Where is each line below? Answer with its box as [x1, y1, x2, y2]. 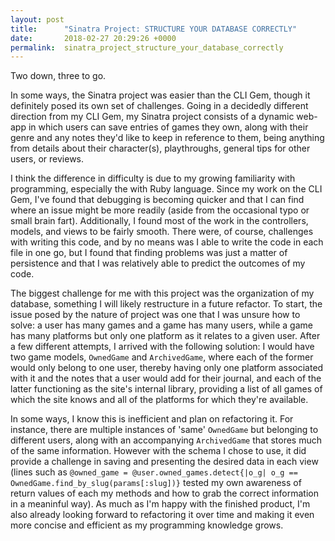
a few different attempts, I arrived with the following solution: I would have [10, 341, 315, 353]
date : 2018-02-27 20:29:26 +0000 [10, 33, 177, 43]
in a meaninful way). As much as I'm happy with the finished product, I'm [10, 498, 311, 510]
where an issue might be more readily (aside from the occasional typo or [10, 204, 310, 216]
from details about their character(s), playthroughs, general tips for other [10, 142, 311, 155]
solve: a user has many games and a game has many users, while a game [10, 319, 313, 331]
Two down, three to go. [10, 70, 107, 82]
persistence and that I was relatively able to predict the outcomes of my [10, 257, 306, 270]
